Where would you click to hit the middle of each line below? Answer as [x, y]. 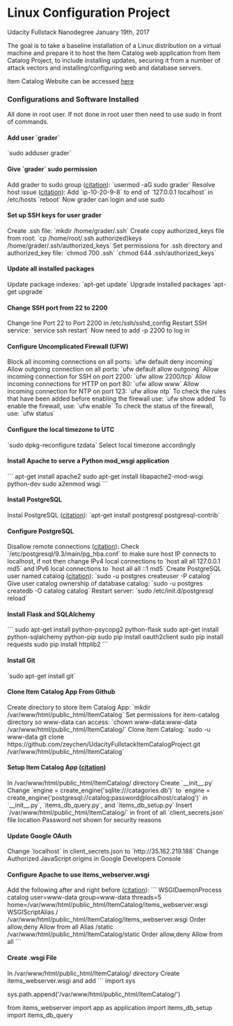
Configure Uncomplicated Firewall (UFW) [68, 346]
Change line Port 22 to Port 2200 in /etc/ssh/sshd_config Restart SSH [107, 323]
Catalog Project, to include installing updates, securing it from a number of [114, 60]
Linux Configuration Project [89, 13]
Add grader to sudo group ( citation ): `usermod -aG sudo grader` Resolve [111, 184]
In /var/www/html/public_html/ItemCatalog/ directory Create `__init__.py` [111, 783]
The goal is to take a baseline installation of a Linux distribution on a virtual [114, 45]
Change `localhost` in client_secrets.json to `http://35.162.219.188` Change [113, 851]
